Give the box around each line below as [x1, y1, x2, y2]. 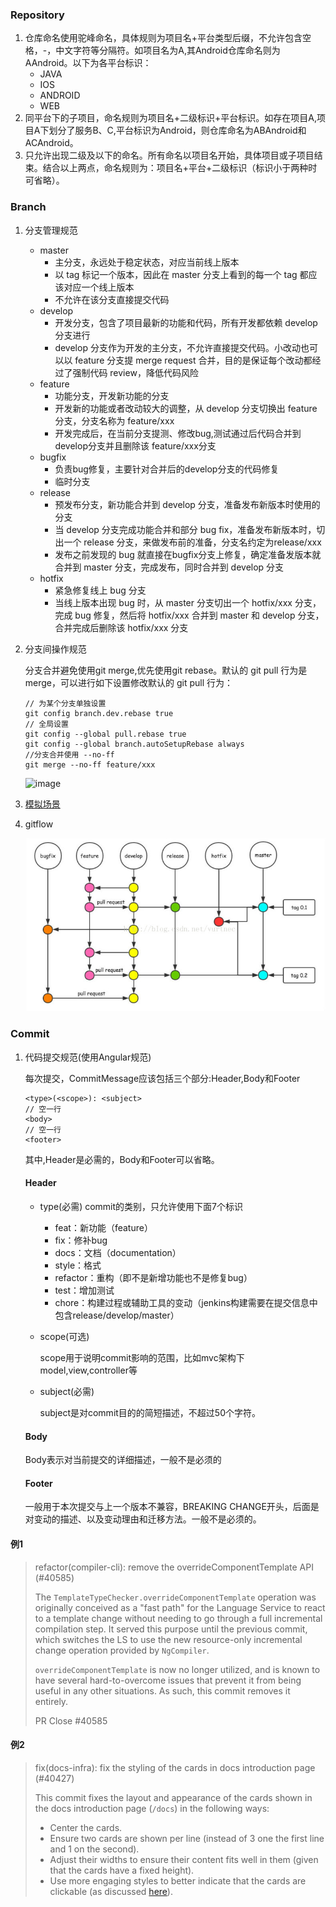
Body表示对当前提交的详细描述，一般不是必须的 [24, 1454, 222, 1466]
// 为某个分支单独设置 [24, 698, 107, 708]
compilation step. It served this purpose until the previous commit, [34, 1623, 308, 1635]
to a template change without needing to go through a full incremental [34, 1612, 323, 1624]
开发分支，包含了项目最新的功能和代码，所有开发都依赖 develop [54, 316, 318, 328]
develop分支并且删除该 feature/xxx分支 [54, 439, 217, 452]
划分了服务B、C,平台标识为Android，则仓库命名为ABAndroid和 [48, 124, 307, 137]
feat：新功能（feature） [54, 1221, 153, 1233]
